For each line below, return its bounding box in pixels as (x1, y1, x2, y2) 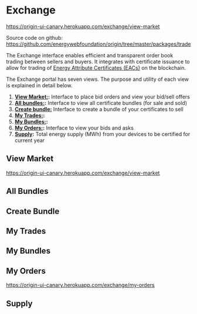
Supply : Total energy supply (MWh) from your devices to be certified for (14, 130, 191, 138)
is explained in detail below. (6, 81, 73, 88)
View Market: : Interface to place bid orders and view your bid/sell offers (14, 93, 191, 100)
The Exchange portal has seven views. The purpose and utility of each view (6, 76, 189, 83)
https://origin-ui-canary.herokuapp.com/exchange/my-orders (6, 282, 155, 289)
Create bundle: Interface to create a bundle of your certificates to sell (14, 105, 184, 112)
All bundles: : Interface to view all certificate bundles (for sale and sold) (14, 99, 188, 106)
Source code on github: (6, 34, 63, 41)
